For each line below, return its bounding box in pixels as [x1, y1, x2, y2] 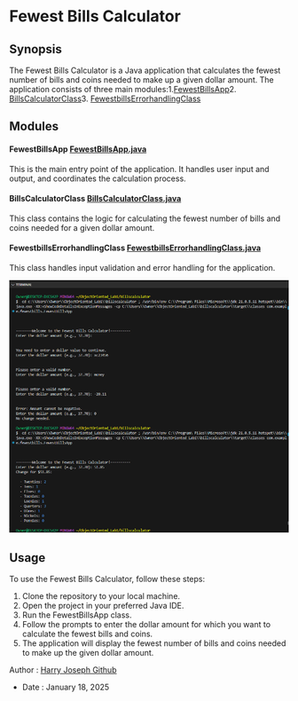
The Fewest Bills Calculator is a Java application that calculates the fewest [9, 65, 281, 75]
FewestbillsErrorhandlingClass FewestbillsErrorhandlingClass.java [9, 242, 262, 254]
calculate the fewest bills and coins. [21, 628, 153, 640]
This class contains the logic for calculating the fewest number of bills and [9, 213, 281, 224]
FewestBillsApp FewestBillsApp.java [9, 144, 147, 154]
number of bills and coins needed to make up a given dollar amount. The [9, 75, 275, 85]
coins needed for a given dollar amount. [9, 222, 155, 232]
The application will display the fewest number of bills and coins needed [21, 638, 286, 649]
